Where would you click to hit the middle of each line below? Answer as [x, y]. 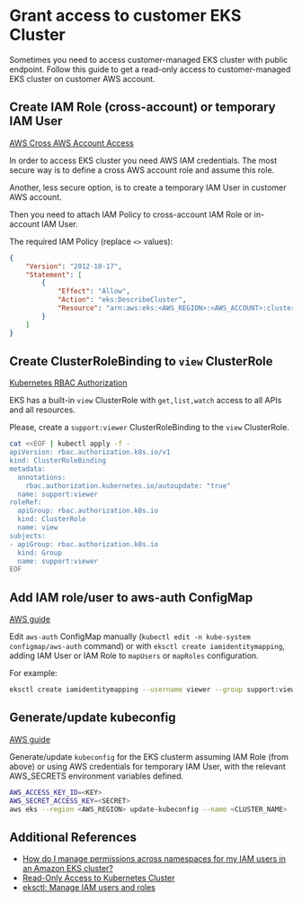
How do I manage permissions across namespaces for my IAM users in [154, 859]
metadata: [28, 469]
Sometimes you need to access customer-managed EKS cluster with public [149, 59]
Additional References [73, 837]
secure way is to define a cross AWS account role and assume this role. [142, 170]
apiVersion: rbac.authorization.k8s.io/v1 [90, 452]
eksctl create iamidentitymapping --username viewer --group [126, 690]
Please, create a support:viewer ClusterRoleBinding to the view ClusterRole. [149, 428]
